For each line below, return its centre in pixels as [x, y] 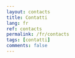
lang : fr [17, 23]
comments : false [27, 46]
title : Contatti [27, 18]
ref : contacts [24, 29]
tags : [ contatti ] [28, 40]
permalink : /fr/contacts [38, 34]
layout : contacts [28, 12]
